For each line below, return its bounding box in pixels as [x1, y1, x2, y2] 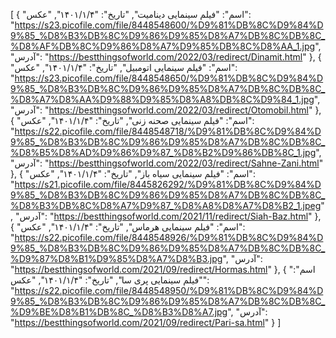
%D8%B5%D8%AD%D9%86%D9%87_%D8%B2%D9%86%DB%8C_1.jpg [10, 147, 317, 158]
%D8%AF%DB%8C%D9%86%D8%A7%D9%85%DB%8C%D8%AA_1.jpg [10, 40, 316, 52]
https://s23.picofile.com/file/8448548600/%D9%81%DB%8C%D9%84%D [14, 19, 324, 31]
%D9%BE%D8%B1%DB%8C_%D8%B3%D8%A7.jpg [10, 306, 228, 318]
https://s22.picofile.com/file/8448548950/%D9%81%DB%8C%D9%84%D [14, 285, 324, 296]
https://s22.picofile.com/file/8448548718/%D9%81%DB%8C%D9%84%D [14, 125, 322, 137]
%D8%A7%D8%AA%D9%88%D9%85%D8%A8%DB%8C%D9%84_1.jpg [10, 94, 315, 105]
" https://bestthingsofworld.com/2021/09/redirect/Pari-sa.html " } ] [10, 317, 282, 328]
